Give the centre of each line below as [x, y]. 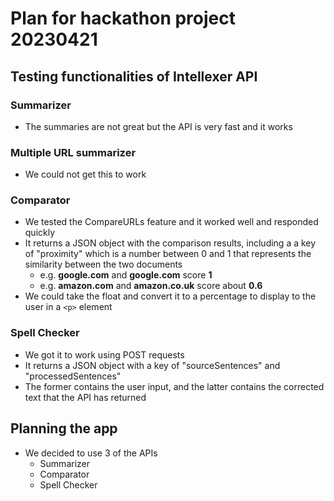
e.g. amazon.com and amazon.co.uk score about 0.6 [151, 286]
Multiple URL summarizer [73, 152]
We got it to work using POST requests [104, 354]
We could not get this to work [85, 174]
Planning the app [64, 428]
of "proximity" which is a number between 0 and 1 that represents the [168, 254]
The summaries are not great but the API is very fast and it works [158, 126]
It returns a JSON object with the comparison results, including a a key [170, 243]
